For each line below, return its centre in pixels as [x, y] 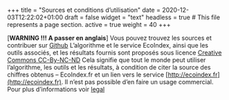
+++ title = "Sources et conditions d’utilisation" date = [84, 10]
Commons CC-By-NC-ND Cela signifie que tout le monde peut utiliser [107, 60]
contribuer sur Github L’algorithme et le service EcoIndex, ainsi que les [108, 45]
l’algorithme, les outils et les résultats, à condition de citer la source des [109, 67]
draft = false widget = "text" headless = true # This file [142, 17]
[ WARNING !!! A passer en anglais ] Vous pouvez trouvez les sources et [110, 38]
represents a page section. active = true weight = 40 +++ [89, 24]
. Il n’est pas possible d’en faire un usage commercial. [137, 82]
